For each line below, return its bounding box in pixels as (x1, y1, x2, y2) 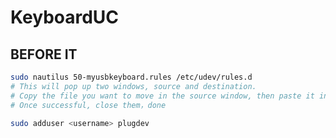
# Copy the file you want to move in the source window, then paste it (10, 91, 315, 101)
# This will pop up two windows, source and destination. (10, 81, 257, 91)
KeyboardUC (10, 6, 120, 29)
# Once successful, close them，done (10, 100, 167, 110)
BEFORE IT (10, 46, 78, 63)
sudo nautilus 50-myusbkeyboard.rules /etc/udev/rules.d (10, 72, 253, 82)
